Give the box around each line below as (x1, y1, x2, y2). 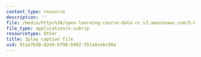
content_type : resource (6, 8, 66, 15)
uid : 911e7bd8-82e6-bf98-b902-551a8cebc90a (6, 42, 117, 48)
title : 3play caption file (6, 36, 74, 42)
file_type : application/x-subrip (6, 25, 90, 31)
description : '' (6, 14, 47, 20)
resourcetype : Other (6, 31, 58, 37)
